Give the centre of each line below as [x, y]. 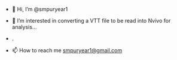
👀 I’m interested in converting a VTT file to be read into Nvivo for [91, 20]
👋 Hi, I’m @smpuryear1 [40, 9]
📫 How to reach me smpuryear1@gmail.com [67, 50]
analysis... [24, 27]
